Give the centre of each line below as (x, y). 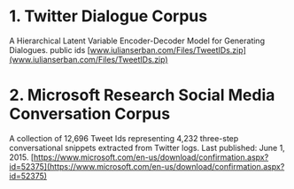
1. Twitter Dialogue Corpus (108, 16)
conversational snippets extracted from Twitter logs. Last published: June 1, (147, 147)
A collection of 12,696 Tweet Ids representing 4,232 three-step (124, 138)
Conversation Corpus (90, 114)
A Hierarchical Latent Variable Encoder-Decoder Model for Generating (137, 41)
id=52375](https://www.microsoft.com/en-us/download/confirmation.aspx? (147, 166)
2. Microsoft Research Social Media (142, 95)
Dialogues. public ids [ (50, 49)
